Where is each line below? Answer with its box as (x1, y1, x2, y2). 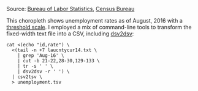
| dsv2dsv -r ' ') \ (17, 68, 70, 75)
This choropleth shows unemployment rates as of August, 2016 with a (6, 17, 183, 24)
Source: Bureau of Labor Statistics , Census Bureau (6, 5, 135, 12)
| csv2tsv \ (12, 74, 43, 80)
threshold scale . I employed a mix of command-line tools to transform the (6, 24, 192, 31)
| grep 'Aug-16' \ (17, 53, 64, 59)
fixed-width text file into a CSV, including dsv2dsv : (6, 30, 134, 37)
